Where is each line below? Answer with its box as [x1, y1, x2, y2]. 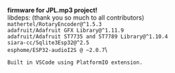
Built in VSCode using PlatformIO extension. [7, 59, 143, 66]
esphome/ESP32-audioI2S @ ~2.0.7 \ [7, 46, 108, 53]
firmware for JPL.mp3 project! [7, 6, 98, 14]
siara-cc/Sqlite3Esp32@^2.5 [7, 39, 90, 46]
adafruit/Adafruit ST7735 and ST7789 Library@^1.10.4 [7, 33, 169, 40]
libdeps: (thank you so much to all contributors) [7, 13, 145, 22]
